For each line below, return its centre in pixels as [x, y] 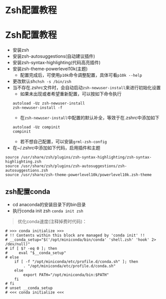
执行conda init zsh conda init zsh [48, 211]
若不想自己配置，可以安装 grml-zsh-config [63, 141]
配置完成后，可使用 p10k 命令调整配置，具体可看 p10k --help [81, 75]
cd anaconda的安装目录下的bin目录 [49, 204]
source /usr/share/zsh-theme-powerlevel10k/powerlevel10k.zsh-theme [78, 175]
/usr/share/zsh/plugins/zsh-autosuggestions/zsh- [74, 166]
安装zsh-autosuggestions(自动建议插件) [54, 56]
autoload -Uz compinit [36, 127]
